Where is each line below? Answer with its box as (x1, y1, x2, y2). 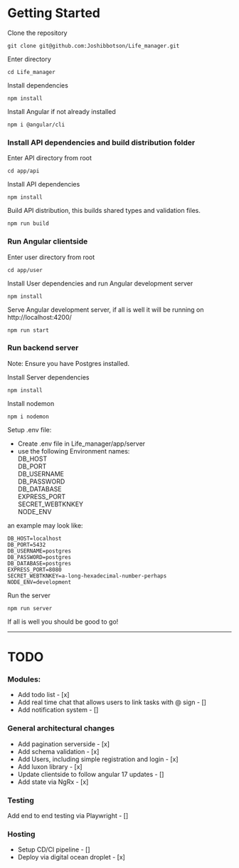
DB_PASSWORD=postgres (7, 553, 72, 560)
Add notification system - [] (17, 706, 99, 714)
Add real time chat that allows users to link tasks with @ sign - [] (17, 698, 206, 706)
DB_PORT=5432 (7, 541, 46, 548)
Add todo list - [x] (17, 691, 70, 699)
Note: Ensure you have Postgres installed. (7, 359, 130, 367)
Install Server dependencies (7, 372, 90, 382)
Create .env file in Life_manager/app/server (17, 439, 146, 448)
